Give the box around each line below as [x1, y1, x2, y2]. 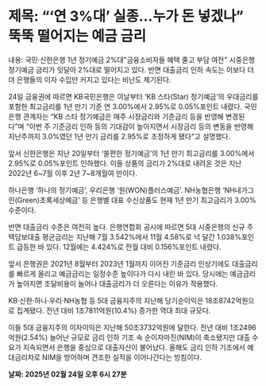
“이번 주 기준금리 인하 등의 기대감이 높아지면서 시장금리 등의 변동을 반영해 [25, 121, 254, 131]
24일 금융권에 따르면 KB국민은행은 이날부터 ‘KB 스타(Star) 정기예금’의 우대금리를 [8, 92, 259, 101]
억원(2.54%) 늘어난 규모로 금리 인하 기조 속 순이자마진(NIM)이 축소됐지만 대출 [8, 332, 250, 342]
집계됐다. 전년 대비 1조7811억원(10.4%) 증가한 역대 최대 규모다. [16, 306, 211, 315]
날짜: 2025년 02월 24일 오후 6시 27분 [8, 369, 127, 379]
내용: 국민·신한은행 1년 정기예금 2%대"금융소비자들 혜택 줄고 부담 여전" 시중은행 [8, 55, 256, 64]
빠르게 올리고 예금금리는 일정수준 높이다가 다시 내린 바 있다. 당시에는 [16, 268, 229, 279]
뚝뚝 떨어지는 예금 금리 [8, 27, 147, 45]
